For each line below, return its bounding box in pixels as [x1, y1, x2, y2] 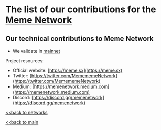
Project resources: [5, 58, 44, 64]
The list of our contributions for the [5, 4, 156, 15]
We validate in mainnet [12, 48, 60, 54]
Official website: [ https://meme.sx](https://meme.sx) [12, 67, 123, 73]
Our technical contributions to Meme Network [5, 34, 154, 43]
